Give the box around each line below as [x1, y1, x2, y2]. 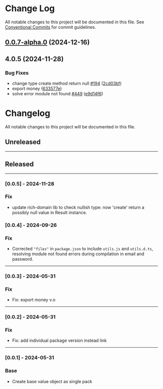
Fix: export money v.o [12, 297, 56, 303]
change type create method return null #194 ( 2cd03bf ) [12, 81, 122, 87]
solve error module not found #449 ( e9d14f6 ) [12, 91, 103, 97]
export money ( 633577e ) [12, 86, 62, 91]
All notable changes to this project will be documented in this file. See [5, 19, 145, 25]
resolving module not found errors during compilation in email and [12, 251, 145, 257]
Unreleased [5, 138, 41, 146]
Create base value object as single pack [12, 378, 92, 384]
